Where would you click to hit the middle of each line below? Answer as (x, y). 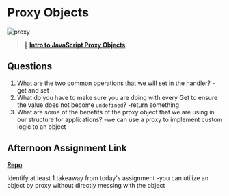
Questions (30, 66)
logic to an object (41, 126)
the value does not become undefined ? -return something (98, 105)
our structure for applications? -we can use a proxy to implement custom (120, 119)
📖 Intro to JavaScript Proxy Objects (75, 45)
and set (39, 90)
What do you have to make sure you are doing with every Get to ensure (117, 97)
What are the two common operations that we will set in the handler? (113, 83)
